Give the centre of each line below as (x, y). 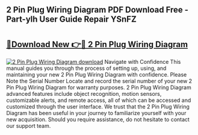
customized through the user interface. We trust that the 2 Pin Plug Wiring (98, 107)
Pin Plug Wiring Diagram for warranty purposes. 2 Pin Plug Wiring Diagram (99, 87)
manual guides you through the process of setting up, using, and (86, 68)
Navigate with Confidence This (143, 62)
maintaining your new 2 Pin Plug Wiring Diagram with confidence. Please (97, 74)
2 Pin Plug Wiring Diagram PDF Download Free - (97, 10)
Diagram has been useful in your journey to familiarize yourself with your (96, 113)
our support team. (29, 126)
